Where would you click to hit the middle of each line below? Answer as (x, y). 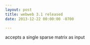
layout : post (19, 10)
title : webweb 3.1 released (34, 14)
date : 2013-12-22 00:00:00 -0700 (40, 19)
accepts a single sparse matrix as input (45, 37)
